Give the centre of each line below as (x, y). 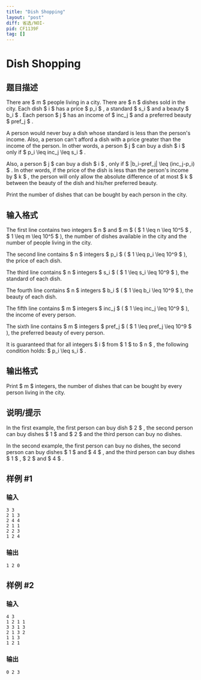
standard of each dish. (34, 278)
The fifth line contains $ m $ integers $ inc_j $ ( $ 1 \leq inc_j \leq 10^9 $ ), (98, 308)
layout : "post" (25, 17)
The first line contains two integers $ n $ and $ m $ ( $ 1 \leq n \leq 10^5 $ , (99, 229)
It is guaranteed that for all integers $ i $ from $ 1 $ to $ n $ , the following (97, 344)
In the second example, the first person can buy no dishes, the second (94, 446)
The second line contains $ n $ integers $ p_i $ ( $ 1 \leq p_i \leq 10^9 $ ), (97, 254)
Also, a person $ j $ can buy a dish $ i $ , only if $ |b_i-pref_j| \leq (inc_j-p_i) (100, 164)
